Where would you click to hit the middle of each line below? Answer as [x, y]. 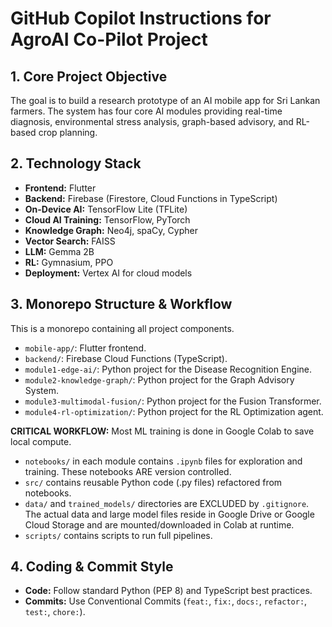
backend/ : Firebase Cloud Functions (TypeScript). [126, 358]
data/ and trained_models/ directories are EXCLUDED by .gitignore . [167, 503]
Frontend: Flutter [60, 188]
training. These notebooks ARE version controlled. [128, 471]
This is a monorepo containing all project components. [122, 328]
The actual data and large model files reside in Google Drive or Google [169, 514]
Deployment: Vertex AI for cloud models [108, 273]
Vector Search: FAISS [70, 241]
